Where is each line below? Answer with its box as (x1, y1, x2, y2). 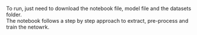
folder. (6, 11, 22, 18)
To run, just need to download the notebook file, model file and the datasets (6, 5, 192, 12)
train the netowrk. (6, 23, 49, 30)
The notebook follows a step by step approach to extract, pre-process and (6, 17, 189, 24)
